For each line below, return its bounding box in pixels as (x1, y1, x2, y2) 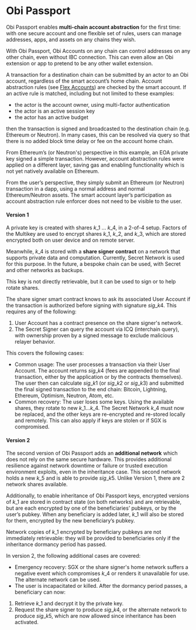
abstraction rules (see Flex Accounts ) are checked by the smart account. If (6, 83, 187, 90)
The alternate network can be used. (14, 576, 101, 583)
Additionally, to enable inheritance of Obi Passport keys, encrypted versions (6, 492, 190, 499)
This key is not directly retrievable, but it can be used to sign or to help (6, 278, 176, 285)
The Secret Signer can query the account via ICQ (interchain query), (14, 326, 180, 333)
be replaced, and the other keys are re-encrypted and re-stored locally (14, 411, 185, 418)
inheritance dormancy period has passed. (6, 541, 107, 548)
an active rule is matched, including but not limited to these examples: (6, 90, 174, 97)
